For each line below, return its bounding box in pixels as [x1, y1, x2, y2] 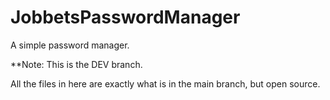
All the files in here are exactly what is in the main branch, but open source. [10, 77, 321, 90]
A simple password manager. [10, 39, 130, 51]
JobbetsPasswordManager [10, 6, 241, 29]
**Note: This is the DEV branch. [10, 58, 143, 70]
